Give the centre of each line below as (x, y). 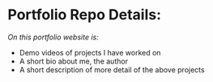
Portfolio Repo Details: (85, 15)
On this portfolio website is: (53, 37)
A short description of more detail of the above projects (112, 69)
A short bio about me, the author (74, 61)
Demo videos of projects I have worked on (90, 52)
